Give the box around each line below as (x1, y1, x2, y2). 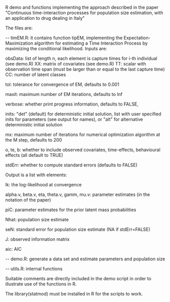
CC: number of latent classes (5, 72, 66, 78)
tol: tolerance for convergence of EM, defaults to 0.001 (5, 81, 119, 87)
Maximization (5, 40, 33, 46)
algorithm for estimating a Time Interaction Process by (34, 40, 148, 46)
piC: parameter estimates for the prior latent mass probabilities (5, 207, 137, 213)
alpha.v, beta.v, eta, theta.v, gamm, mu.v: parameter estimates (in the (5, 191, 150, 197)
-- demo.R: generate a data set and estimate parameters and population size (5, 256, 165, 262)
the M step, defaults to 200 (5, 137, 62, 143)
